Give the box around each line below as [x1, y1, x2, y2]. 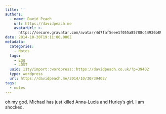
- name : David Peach [9, 16, 52, 21]
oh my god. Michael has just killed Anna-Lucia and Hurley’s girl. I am [5, 99, 144, 105]
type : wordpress [9, 72, 43, 76]
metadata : [5, 39, 26, 44]
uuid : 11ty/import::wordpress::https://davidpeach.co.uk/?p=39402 [9, 67, 149, 72]
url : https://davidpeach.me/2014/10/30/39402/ [9, 76, 107, 81]
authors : [5, 12, 23, 17]
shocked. [5, 104, 24, 110]
